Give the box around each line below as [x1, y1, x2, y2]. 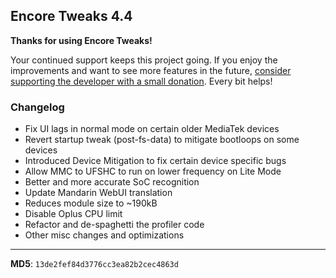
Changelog [10, 100, 65, 114]
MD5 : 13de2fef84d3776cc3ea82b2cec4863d [10, 258, 179, 270]
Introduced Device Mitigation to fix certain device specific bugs [24, 155, 287, 167]
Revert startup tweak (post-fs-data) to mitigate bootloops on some [24, 134, 300, 146]
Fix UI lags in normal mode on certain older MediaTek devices [24, 123, 280, 135]
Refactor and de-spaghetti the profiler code [24, 219, 205, 231]
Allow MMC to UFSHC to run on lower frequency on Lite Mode [24, 165, 282, 178]
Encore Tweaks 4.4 [10, 8, 133, 25]
